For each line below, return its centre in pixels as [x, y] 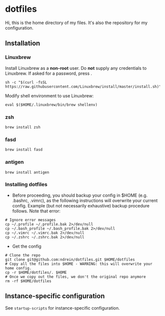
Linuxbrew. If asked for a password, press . [49, 73]
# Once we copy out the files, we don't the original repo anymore [76, 277]
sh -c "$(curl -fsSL [26, 82]
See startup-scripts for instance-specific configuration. [63, 308]
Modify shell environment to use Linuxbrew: [49, 96]
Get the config [27, 246]
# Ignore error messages [30, 220]
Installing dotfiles [26, 184]
